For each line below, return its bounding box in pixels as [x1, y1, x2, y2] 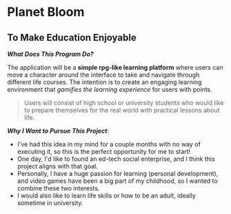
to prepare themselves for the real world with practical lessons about [23, 106, 220, 114]
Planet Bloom [7, 4, 85, 20]
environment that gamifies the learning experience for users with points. [7, 86, 212, 93]
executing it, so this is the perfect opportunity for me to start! [17, 148, 191, 155]
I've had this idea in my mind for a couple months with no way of [17, 140, 201, 148]
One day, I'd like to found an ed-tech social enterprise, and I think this [17, 155, 215, 163]
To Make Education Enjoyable [7, 32, 137, 43]
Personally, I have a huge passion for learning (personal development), [17, 170, 219, 177]
